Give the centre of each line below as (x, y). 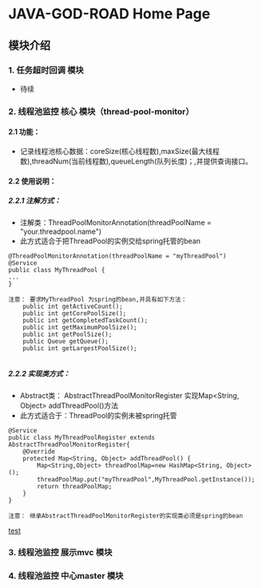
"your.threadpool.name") (61, 231)
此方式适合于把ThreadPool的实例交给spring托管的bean (110, 241)
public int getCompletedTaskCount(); (85, 320)
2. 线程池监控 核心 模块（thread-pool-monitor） (101, 111)
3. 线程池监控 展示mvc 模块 (60, 553)
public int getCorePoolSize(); (75, 313)
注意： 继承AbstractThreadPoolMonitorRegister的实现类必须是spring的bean (126, 515)
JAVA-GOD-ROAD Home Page (109, 14)
